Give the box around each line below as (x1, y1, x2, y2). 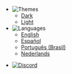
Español (20, 38, 41, 44)
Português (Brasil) (20, 44, 66, 51)
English (20, 31, 40, 38)
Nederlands (20, 50, 50, 57)
